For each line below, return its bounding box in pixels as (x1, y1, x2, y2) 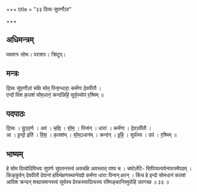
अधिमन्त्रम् (6, 35, 34, 45)
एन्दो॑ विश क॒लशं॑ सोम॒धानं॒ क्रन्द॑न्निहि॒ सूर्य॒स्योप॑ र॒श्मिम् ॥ (6, 91, 104, 98)
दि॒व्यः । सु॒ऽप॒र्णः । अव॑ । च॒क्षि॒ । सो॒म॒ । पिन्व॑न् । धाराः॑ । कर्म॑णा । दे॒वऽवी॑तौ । (6, 124, 152, 132)
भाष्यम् (6, 149, 23, 159)
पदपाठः (6, 109, 26, 119)
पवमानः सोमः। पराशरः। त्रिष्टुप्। (6, 51, 66, 58)
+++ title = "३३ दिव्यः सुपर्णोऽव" (6, 6, 72, 13)
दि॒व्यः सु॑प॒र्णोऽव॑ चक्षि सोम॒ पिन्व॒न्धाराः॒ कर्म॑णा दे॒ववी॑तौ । (6, 84, 102, 92)
